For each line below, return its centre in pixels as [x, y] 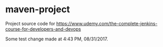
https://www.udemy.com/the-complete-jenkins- [107, 24]
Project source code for [30, 24]
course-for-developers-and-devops [43, 29]
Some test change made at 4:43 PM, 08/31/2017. [57, 39]
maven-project [38, 9]
